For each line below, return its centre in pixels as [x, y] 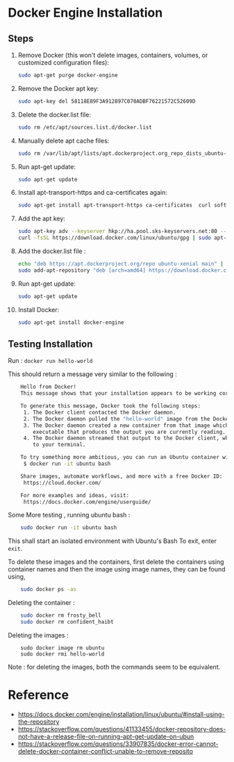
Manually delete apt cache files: [64, 140]
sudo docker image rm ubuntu [62, 648]
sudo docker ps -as [49, 590]
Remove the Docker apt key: [58, 88]
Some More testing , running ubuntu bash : [69, 515]
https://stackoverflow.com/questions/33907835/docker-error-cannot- [118, 744]
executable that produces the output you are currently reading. [129, 432]
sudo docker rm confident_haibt [67, 622]
